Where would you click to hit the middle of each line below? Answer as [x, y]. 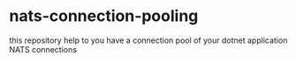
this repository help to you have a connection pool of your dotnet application [148, 40]
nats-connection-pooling [104, 16]
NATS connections [43, 49]
